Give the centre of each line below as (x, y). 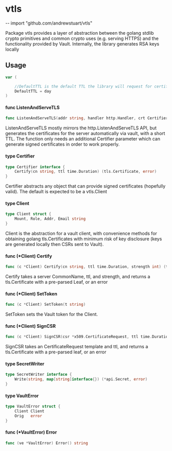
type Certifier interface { (35, 167)
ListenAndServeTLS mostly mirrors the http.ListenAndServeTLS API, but (81, 128)
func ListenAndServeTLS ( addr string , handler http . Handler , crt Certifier (87, 118)
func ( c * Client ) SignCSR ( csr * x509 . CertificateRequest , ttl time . (79, 337)
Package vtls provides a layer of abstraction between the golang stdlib (80, 33)
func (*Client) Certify (29, 256)
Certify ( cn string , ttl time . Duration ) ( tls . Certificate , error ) (86, 172)
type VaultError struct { (33, 407)
